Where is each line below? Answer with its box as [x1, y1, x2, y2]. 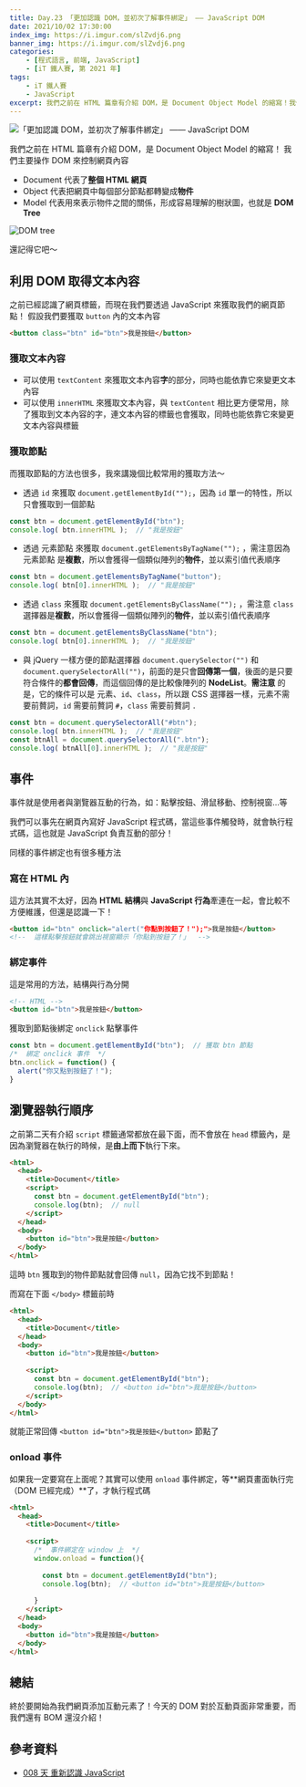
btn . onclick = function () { [9, 1058, 117, 1067]
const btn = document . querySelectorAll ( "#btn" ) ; [9, 718, 198, 727]
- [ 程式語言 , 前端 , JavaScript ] [25, 56, 140, 65]
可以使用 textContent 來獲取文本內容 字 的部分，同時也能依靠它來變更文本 [22, 375, 296, 386]
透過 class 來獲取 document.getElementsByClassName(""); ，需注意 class [22, 598, 294, 609]
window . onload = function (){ [33, 1553, 145, 1563]
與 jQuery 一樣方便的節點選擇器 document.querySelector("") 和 [22, 654, 260, 665]
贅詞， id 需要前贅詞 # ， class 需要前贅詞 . [38, 700, 198, 711]
